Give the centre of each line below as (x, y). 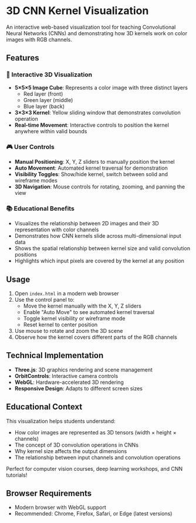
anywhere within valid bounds (51, 131)
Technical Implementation (55, 355)
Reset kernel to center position (60, 325)
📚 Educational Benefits (40, 208)
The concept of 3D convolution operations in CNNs (77, 445)
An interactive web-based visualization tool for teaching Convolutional (91, 27)
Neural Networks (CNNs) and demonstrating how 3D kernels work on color (97, 33)
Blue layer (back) (44, 106)
